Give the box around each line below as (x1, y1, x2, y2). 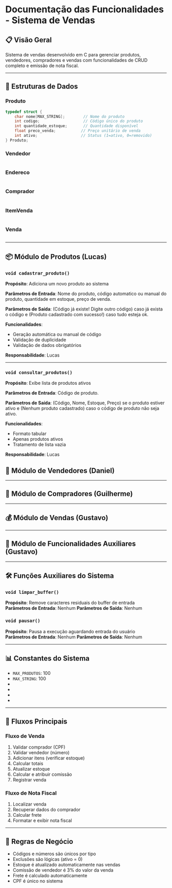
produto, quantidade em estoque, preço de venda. (5, 296, 112, 302)
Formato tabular (12, 430, 47, 437)
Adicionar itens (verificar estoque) (12, 755, 85, 761)
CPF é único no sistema (12, 878, 63, 884)
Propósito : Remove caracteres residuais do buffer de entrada (5, 600, 135, 606)
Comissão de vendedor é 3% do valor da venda (12, 867, 114, 873)
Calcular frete (12, 812, 42, 818)
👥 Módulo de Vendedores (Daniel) (5, 466, 115, 475)
